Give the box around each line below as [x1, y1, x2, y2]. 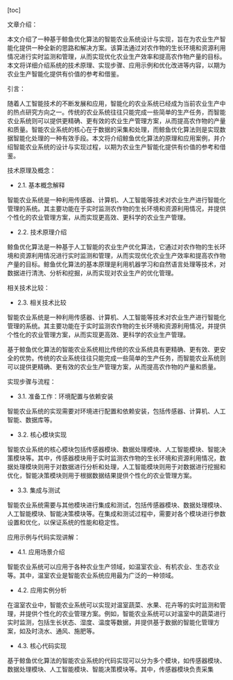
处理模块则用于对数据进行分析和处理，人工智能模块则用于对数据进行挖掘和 [12, 462, 226, 471]
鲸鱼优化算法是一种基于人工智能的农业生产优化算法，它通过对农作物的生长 [7, 243, 220, 251]
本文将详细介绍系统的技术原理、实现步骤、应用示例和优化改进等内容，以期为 [7, 61, 226, 69]
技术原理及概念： [7, 166, 56, 175]
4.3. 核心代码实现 [17, 642, 67, 649]
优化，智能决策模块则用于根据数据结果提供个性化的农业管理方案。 [7, 471, 196, 479]
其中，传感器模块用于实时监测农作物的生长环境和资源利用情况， [37, 454, 220, 462]
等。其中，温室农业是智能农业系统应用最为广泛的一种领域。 [7, 572, 178, 579]
